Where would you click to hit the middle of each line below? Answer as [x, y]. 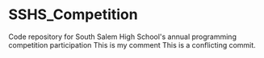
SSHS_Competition [73, 15]
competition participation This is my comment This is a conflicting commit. [132, 44]
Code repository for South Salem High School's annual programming [122, 37]
